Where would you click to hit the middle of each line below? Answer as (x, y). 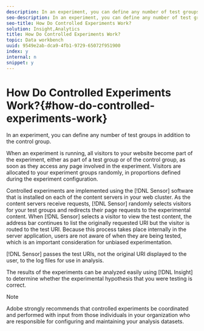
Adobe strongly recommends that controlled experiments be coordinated (97, 309)
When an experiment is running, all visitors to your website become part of (100, 153)
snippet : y (20, 62)
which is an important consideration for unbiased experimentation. (90, 242)
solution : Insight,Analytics (43, 29)
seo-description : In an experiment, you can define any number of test (99, 18)
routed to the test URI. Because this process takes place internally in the (97, 229)
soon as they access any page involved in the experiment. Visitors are (94, 166)
